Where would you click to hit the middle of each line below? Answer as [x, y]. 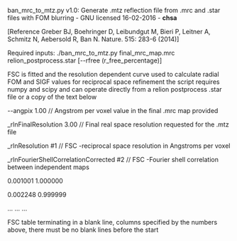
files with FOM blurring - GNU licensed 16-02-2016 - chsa [92, 18]
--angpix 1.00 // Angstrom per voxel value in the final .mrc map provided [113, 111]
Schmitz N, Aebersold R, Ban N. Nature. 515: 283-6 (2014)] [93, 39]
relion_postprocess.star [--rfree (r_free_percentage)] [85, 60]
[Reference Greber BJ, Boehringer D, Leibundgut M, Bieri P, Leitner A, [109, 32]
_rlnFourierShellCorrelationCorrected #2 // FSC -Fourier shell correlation [113, 160]
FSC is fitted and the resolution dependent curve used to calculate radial [113, 74]
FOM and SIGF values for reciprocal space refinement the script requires [114, 82]
